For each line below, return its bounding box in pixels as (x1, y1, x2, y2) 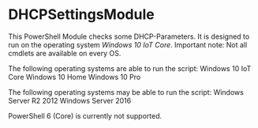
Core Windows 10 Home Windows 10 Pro (8, 72, 141, 81)
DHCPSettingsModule (8, 6, 155, 24)
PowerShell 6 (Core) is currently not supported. (8, 111, 163, 120)
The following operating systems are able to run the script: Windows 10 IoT (8, 63, 252, 73)
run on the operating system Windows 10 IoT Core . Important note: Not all (8, 40, 248, 49)
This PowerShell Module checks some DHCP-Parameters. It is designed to (8, 32, 250, 41)
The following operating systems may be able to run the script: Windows (8, 87, 245, 96)
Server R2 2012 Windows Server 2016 (8, 96, 132, 105)
